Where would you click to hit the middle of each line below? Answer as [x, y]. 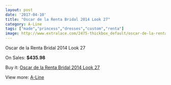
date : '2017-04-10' [26, 15]
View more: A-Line [25, 77]
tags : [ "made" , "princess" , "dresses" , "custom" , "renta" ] [65, 29]
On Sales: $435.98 [25, 58]
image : [12, 33]
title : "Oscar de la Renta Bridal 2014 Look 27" [58, 19]
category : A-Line [24, 24]
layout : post [19, 10]
